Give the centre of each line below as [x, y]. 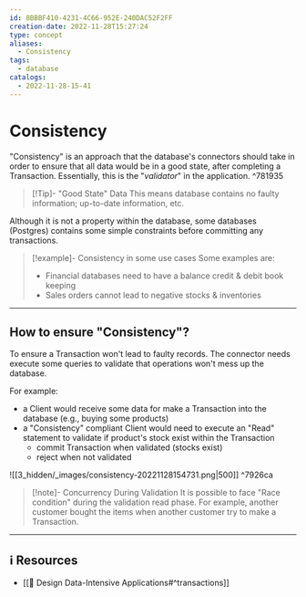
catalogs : [28, 78]
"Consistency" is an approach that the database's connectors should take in [152, 156]
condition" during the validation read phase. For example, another [155, 502]
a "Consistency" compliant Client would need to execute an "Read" [148, 428]
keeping [61, 285]
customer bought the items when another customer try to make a [154, 512]
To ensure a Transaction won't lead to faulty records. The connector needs [150, 354]
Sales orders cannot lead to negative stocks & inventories [153, 295]
